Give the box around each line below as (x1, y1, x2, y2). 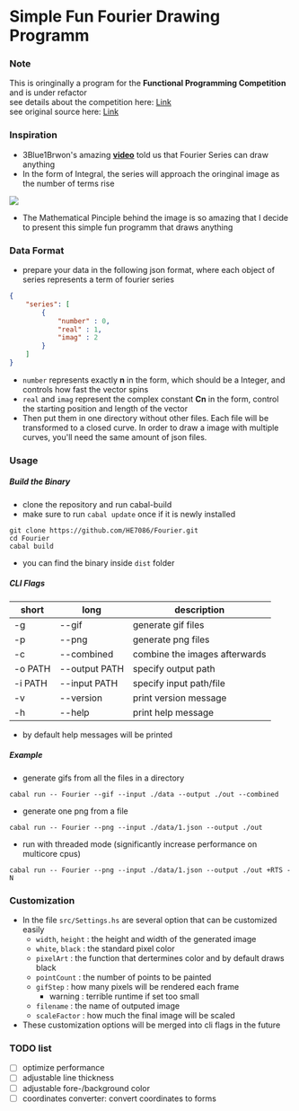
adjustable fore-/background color (22, 1082, 151, 1093)
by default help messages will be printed (22, 729, 173, 740)
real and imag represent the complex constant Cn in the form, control (22, 393, 279, 404)
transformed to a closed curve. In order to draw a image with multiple (22, 422, 279, 433)
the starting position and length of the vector (22, 402, 189, 414)
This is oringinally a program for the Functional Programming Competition (9, 78, 286, 89)
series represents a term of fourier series (22, 274, 175, 285)
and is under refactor (9, 87, 87, 98)
